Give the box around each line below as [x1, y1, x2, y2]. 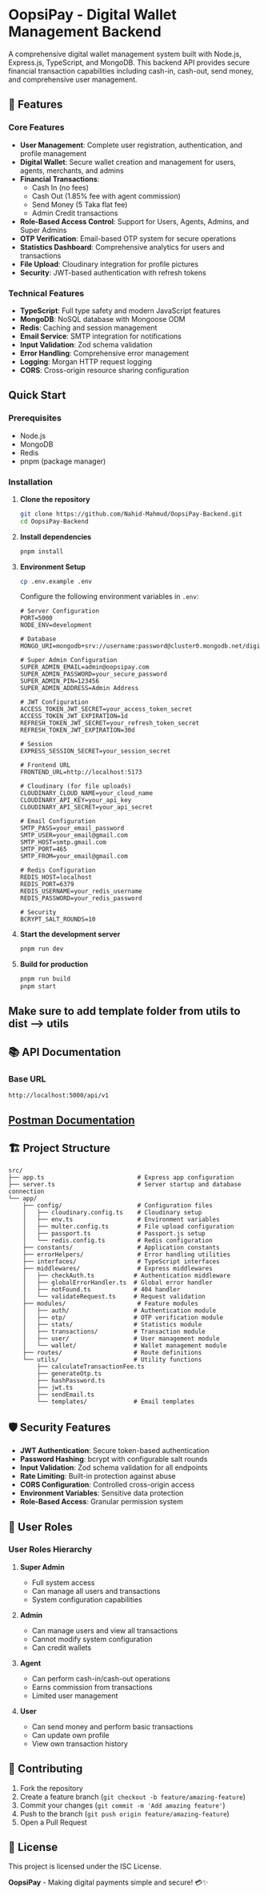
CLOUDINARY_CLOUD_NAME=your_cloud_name [19, 789, 154, 797]
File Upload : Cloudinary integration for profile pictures [19, 259, 198, 269]
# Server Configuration [19, 607, 100, 616]
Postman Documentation [8, 1113, 135, 1126]
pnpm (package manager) [19, 456, 106, 466]
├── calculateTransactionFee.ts [37, 1363, 146, 1371]
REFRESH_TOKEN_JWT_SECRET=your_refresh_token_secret [19, 719, 200, 728]
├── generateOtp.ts [37, 1370, 102, 1378]
